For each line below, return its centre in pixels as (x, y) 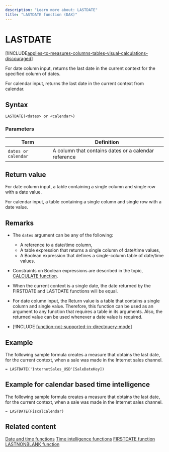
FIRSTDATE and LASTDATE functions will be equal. (65, 291)
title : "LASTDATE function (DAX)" (41, 15)
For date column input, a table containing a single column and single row (80, 187)
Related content (31, 427)
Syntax (17, 104)
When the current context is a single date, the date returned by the (81, 286)
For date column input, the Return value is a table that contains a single (86, 301)
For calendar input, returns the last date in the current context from (75, 84)
